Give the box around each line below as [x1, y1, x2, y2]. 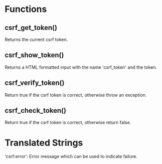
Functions [4, 3, 47, 15]
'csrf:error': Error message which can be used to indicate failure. [4, 154, 138, 160]
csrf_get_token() [4, 23, 58, 32]
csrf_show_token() [4, 51, 64, 59]
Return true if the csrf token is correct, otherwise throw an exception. [4, 92, 147, 98]
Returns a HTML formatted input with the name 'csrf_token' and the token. [4, 64, 158, 70]
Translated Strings [4, 137, 83, 148]
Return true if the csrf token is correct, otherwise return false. [4, 120, 131, 126]
